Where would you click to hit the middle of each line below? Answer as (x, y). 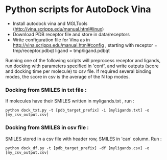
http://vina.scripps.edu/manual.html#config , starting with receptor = (85, 45)
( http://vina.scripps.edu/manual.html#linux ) (58, 29)
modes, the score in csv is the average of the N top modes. (68, 76)
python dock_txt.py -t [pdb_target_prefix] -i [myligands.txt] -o (77, 111)
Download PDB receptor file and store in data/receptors (71, 34)
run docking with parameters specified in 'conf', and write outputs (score (82, 66)
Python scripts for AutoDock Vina (78, 9)
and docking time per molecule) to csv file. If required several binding (78, 71)
